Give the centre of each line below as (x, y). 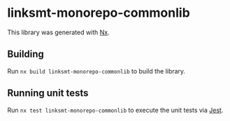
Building (26, 54)
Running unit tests (48, 93)
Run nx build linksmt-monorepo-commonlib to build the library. (96, 71)
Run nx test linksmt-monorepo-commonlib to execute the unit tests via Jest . (115, 110)
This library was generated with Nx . (58, 32)
